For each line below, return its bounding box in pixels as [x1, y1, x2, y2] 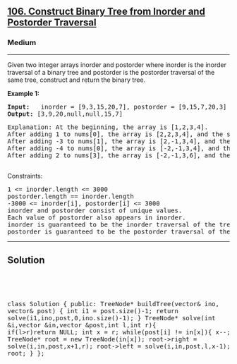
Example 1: [7, 89, 40, 97]
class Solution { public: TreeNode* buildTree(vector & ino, [7, 300, 220, 308]
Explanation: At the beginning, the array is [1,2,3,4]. [7, 123, 209, 131]
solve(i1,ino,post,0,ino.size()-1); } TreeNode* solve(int [7, 314, 217, 322]
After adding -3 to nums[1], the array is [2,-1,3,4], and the [7, 137, 231, 145]
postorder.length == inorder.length [7, 192, 134, 200]
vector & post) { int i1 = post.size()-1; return [7, 307, 178, 315]
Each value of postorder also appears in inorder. [7, 213, 186, 222]
